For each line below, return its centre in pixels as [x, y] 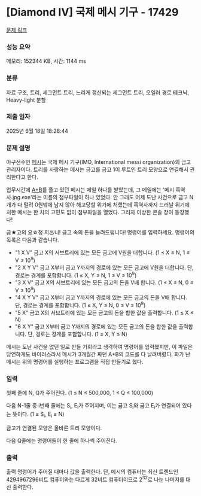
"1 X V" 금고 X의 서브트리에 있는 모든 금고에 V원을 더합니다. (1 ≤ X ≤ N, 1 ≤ [102, 252]
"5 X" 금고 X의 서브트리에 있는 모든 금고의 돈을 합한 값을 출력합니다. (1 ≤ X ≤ [104, 312]
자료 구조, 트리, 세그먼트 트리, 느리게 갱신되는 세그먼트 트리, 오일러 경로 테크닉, [98, 92]
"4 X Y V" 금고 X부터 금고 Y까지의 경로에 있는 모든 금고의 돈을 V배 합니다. [101, 297]
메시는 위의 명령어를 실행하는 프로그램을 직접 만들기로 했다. [75, 361]
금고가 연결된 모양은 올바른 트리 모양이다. [54, 428]
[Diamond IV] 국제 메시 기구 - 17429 [92, 12]
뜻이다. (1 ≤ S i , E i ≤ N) [38, 415]
